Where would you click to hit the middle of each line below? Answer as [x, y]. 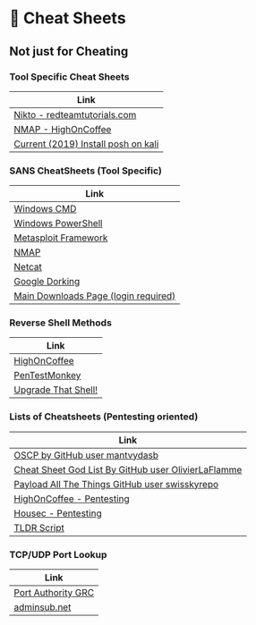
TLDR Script [39, 528]
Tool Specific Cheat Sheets [69, 77]
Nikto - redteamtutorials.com [75, 114]
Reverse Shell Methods [60, 323]
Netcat [28, 267]
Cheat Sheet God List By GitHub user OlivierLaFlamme [128, 469]
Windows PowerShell [58, 224]
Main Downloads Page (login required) [95, 296]
